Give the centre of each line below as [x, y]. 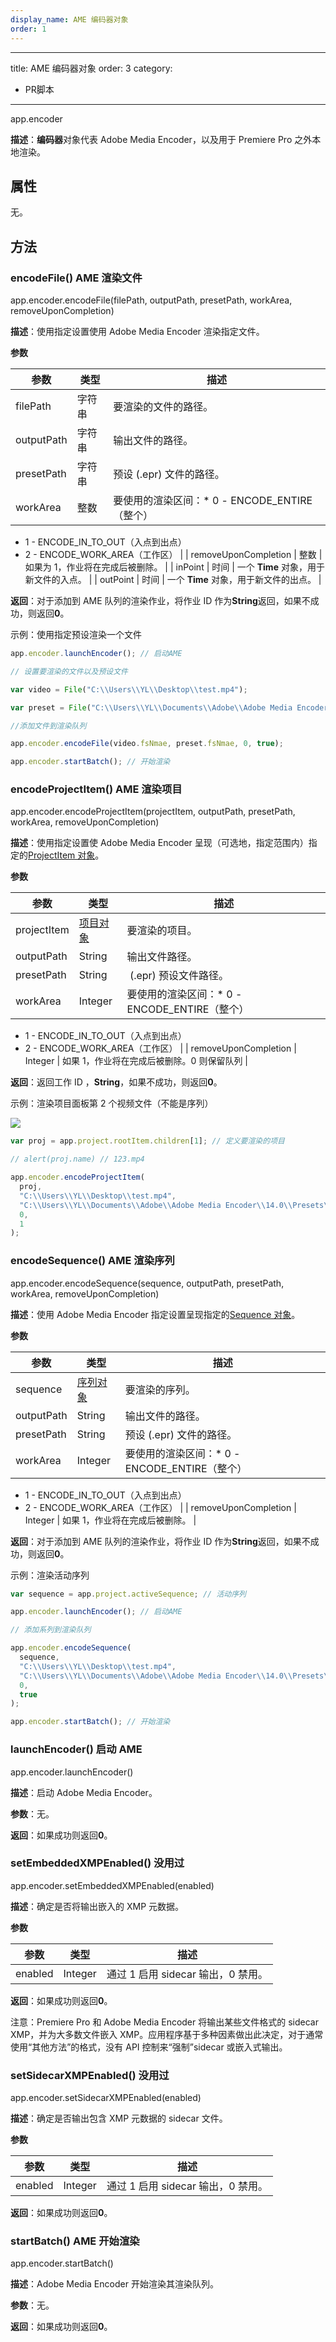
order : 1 [28, 29]
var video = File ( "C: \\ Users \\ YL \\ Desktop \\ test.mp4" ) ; [129, 689]
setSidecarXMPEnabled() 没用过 [90, 2075]
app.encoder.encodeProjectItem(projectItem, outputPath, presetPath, [153, 812]
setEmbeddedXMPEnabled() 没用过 [97, 1863]
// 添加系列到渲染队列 [51, 1630]
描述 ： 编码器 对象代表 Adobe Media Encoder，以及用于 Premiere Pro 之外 [161, 139]
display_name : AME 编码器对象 [69, 19]
